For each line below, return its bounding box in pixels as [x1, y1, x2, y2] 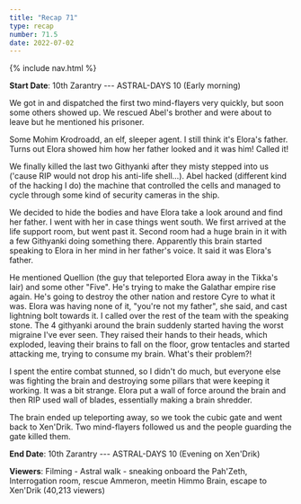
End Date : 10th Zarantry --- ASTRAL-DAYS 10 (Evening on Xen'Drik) [9, 448, 261, 459]
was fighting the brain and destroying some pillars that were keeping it [9, 376, 270, 386]
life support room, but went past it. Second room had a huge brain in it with [9, 226, 288, 237]
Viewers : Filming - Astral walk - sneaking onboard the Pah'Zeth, [9, 466, 248, 477]
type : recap [9, 22, 54, 31]
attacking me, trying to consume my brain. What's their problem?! [9, 349, 252, 359]
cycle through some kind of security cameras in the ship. [9, 190, 220, 200]
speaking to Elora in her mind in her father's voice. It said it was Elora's [9, 245, 272, 256]
